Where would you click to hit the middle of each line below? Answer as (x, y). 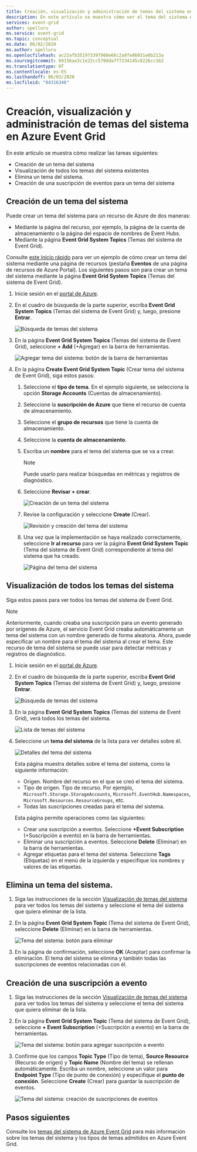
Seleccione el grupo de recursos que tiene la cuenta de (91, 422)
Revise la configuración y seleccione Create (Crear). (87, 514)
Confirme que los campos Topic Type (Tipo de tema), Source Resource (101, 1056)
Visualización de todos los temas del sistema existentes (82, 170)
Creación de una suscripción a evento (77, 983)
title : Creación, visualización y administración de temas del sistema (95, 11)
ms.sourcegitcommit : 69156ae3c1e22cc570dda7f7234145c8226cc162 (85, 61)
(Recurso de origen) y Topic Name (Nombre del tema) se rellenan (94, 1063)
